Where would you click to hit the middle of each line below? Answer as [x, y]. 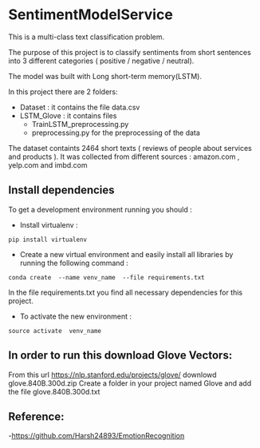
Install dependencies [61, 190]
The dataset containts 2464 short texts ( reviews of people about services [130, 148]
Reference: [36, 416]
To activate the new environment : [76, 316]
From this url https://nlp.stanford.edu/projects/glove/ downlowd [112, 375]
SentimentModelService [91, 15]
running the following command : [74, 263]
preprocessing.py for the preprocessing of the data [116, 133]
